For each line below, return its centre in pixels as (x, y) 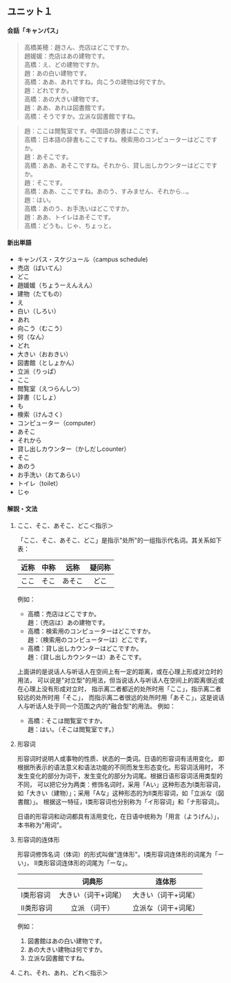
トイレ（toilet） (39, 483)
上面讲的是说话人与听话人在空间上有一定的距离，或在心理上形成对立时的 (120, 671)
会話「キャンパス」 (34, 30)
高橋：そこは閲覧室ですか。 (67, 721)
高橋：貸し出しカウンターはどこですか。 (85, 648)
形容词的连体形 (38, 840)
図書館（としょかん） (47, 363)
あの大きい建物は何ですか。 (67, 950)
